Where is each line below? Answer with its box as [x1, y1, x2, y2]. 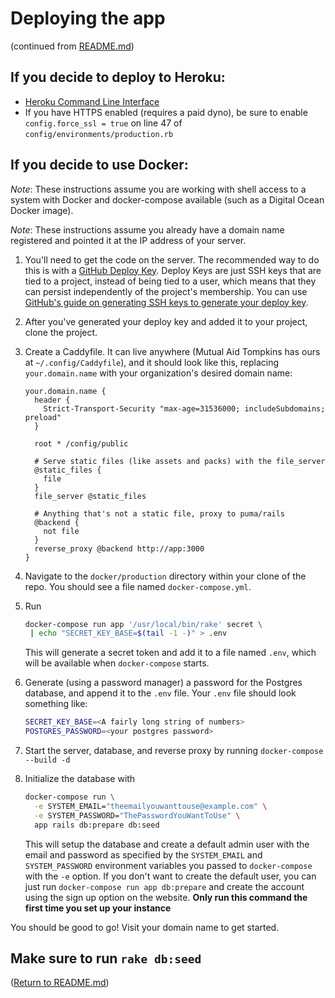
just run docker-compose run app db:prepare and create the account [24, 880, 305, 892]
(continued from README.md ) [10, 40, 135, 52]
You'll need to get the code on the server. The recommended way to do [24, 253, 320, 266]
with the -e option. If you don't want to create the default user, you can [24, 870, 317, 882]
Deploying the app [10, 7, 166, 30]
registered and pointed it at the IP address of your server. [10, 234, 247, 246]
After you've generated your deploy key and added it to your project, [24, 315, 308, 327]
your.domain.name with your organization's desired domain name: [24, 367, 293, 379]
